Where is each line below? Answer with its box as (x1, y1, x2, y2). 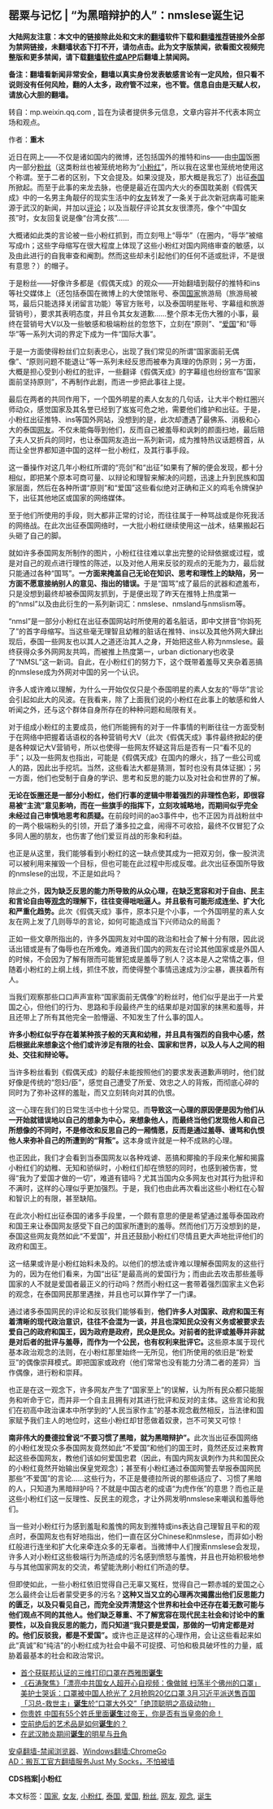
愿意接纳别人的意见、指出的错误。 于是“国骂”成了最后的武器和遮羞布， (29, 578, 264, 588)
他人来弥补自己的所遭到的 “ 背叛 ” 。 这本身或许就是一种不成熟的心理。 (8, 1135, 237, 1145)
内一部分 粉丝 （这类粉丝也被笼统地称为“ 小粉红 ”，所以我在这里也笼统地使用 (8, 162, 258, 172)
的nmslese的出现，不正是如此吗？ (8, 868, 123, 878)
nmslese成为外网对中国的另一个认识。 (15, 667, 144, 677)
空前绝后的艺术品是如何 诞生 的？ (19, 1719, 128, 1728)
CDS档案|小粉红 (8, 1773, 63, 1783)
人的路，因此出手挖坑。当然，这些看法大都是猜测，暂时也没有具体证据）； (8, 762, 254, 772)
